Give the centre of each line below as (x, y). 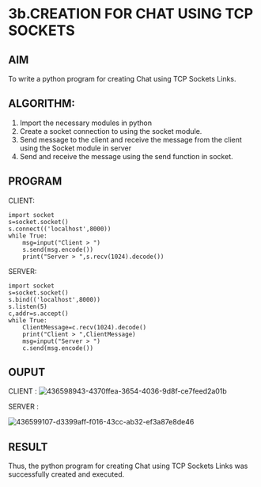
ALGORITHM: (42, 104)
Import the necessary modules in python (86, 123)
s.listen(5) (28, 306)
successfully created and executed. (66, 474)
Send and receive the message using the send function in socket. (126, 156)
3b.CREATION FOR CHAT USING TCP (131, 14)
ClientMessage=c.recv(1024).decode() (85, 327)
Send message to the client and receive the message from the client (131, 139)
